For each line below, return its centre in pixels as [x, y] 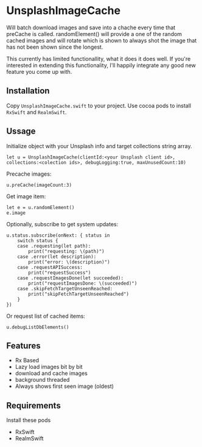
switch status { [38, 241]
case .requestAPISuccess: [50, 267]
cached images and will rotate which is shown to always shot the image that [102, 40]
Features [23, 345]
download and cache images [51, 373]
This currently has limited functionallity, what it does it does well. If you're [99, 59]
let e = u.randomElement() [40, 207]
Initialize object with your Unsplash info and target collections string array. [99, 146]
